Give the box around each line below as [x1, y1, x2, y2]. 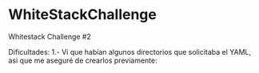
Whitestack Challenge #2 [8, 32, 92, 41]
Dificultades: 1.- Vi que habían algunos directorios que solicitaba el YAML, [8, 47, 252, 56]
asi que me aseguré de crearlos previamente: [8, 56, 157, 65]
